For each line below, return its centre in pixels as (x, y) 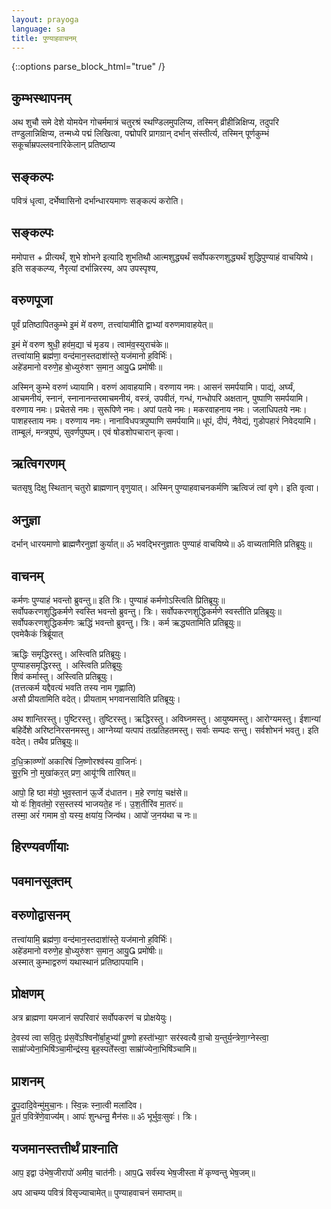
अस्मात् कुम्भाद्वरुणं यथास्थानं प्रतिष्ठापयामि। (78, 962)
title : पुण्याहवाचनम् (44, 38)
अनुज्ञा (26, 519)
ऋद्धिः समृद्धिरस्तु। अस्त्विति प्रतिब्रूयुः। (69, 654)
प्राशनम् (27, 1081)
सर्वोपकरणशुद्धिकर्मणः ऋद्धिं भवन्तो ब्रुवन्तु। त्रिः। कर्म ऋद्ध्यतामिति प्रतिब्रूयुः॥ (126, 623)
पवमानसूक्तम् (41, 881)
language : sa (38, 29)
